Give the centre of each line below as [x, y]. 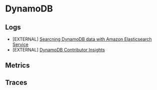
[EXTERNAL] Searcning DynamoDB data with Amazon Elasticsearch [82, 39]
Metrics [17, 65]
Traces [16, 82]
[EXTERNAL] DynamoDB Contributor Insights [58, 50]
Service [20, 44]
